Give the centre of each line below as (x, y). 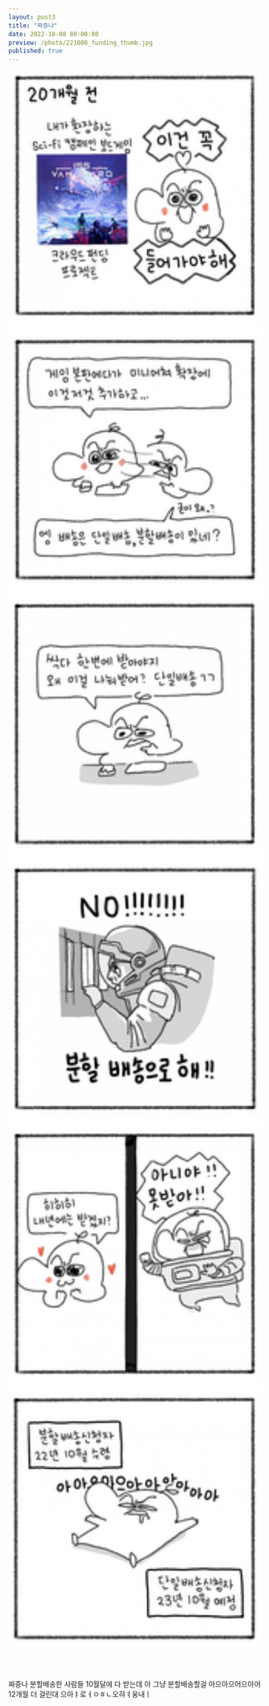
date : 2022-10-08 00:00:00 (54, 34)
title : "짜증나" (33, 25)
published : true (35, 51)
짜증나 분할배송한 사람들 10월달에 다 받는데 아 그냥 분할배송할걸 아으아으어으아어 (134, 1683)
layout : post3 (32, 17)
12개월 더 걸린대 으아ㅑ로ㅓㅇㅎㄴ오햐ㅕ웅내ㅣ (80, 1694)
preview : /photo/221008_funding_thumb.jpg (81, 43)
